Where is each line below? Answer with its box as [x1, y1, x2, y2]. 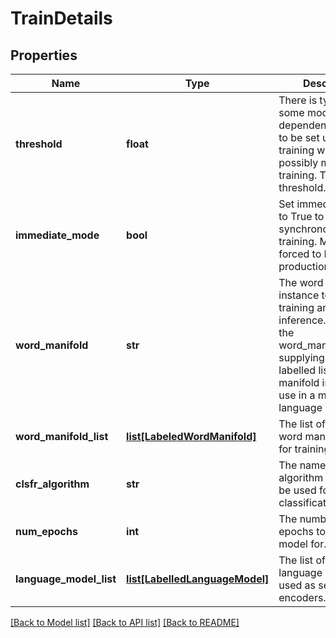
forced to [278, 247, 322, 261]
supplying [278, 351, 325, 364]
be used [278, 483, 317, 497]
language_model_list [15, 572, 117, 586]
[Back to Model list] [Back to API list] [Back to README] [10, 617, 240, 628]
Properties [10, 47, 78, 64]
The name [278, 458, 327, 472]
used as [278, 578, 317, 592]
